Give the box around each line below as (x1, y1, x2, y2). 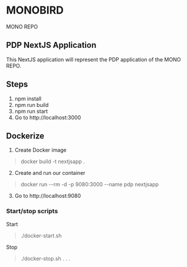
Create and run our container (14, 170, 86, 177)
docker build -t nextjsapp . (20, 158, 86, 165)
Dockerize (6, 131, 45, 141)
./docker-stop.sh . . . (20, 255, 70, 262)
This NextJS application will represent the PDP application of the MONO (6, 56, 181, 63)
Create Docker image (14, 146, 67, 154)
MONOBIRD (6, 4, 64, 17)
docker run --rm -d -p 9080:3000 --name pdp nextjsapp (20, 181, 159, 188)
